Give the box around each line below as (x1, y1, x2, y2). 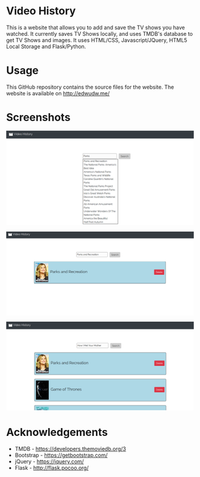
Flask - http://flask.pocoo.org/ (14, 464, 89, 471)
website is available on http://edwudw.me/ (6, 89, 110, 96)
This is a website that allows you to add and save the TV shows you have (6, 24, 186, 31)
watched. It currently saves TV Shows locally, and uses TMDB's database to (6, 30, 193, 37)
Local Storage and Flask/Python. (6, 43, 86, 50)
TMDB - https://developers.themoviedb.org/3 (14, 445, 126, 452)
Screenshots (6, 111, 71, 124)
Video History (6, 4, 76, 18)
